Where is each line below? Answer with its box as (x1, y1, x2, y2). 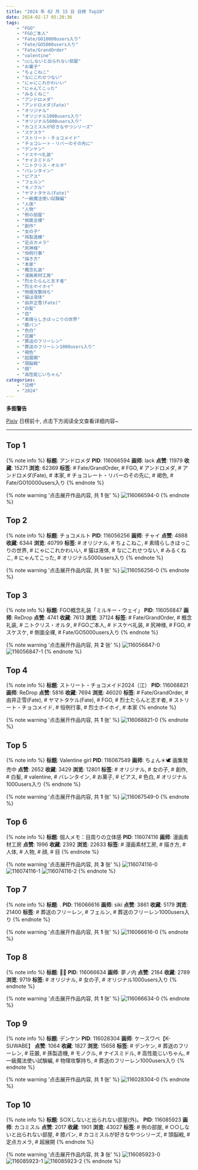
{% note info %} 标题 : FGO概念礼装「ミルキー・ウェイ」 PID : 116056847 (6, 607, 183, 614)
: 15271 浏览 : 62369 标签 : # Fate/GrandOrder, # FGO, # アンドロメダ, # (11, 464, 181, 471)
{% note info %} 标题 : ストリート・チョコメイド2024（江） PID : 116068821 (6, 682, 189, 689)
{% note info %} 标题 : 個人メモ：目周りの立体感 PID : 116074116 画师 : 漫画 (6, 833, 184, 840)
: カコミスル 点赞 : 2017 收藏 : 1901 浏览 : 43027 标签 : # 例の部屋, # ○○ (11, 1124, 180, 1131)
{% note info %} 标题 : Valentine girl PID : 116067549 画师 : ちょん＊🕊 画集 (6, 757, 183, 764)
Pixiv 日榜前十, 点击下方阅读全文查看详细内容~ (6, 417, 119, 424)
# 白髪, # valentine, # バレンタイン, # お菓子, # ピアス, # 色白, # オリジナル (6, 773, 187, 780)
